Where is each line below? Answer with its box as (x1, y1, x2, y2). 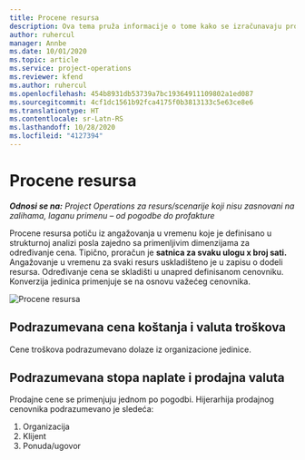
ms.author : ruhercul (9, 81, 88, 90)
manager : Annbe (9, 38, 67, 48)
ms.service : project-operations (9, 64, 132, 73)
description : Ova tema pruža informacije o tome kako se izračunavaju (9, 22, 282, 31)
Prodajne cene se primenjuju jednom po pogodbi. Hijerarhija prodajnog (9, 394, 275, 405)
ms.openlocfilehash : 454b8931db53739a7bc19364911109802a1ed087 (9, 89, 254, 98)
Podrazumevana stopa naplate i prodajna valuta (9, 370, 285, 386)
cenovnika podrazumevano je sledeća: (9, 404, 154, 415)
